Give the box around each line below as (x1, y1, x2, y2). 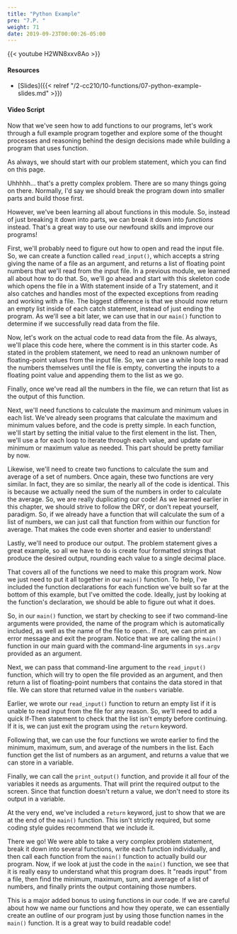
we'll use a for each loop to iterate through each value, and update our (7, 435, 213, 444)
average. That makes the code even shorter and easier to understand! (7, 525, 212, 533)
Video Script (7, 106, 45, 114)
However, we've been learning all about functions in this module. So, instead (7, 207, 231, 216)
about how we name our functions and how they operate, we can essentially (7, 904, 230, 912)
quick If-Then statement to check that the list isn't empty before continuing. (7, 714, 228, 723)
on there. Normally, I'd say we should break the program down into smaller (7, 186, 225, 195)
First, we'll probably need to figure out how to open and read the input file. (7, 244, 224, 252)
